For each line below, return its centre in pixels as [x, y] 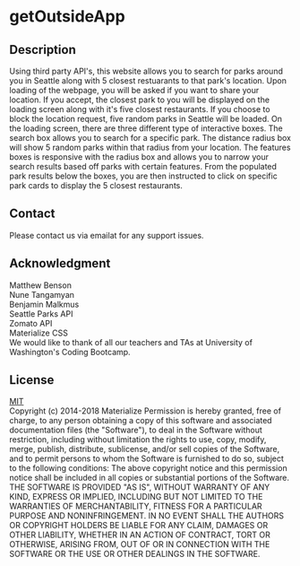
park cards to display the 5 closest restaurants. [96, 185]
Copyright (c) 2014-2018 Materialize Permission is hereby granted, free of [146, 411]
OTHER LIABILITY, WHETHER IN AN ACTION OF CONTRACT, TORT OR [140, 535]
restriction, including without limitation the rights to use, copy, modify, [138, 440]
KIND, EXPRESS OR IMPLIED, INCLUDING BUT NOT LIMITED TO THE [136, 497]
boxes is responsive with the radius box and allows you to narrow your [139, 157]
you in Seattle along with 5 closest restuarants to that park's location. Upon [148, 81]
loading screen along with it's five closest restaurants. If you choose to [140, 109]
